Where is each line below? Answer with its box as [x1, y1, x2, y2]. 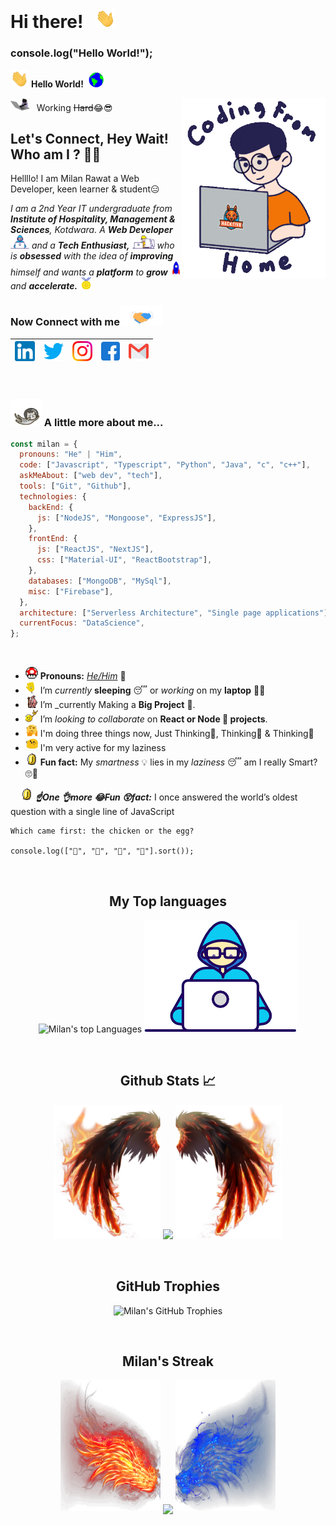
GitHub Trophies [115, 1278, 221, 1295]
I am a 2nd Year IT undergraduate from [10, 203, 173, 215]
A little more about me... [43, 415, 164, 429]
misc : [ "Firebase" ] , [28, 586, 114, 597]
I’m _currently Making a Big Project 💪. [39, 699, 196, 711]
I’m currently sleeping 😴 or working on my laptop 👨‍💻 [39, 684, 266, 697]
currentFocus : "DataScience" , [19, 618, 145, 628]
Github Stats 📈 [119, 1073, 217, 1090]
